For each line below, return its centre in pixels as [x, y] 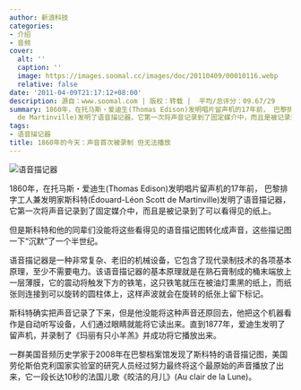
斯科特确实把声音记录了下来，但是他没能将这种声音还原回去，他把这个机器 [146, 312]
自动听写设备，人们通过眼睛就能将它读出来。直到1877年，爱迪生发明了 [155, 324]
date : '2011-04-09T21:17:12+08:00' [76, 92]
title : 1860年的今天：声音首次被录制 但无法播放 [90, 143]
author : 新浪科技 [39, 17]
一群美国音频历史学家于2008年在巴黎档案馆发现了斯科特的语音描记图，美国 [149, 354]
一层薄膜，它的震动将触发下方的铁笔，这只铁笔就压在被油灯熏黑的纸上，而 [146, 282]
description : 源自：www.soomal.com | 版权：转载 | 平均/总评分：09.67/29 [142, 101]
